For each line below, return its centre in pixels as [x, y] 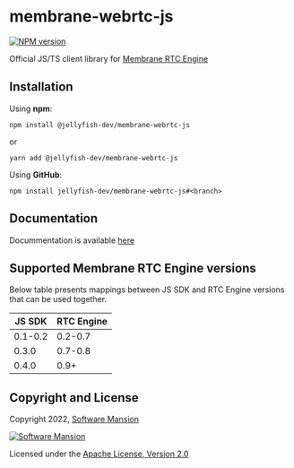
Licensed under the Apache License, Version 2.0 [99, 454]
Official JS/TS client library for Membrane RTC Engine [109, 58]
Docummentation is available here [72, 240]
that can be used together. [58, 299]
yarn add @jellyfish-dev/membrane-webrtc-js [94, 158]
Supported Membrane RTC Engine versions [133, 268]
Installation [41, 87]
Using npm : [31, 108]
